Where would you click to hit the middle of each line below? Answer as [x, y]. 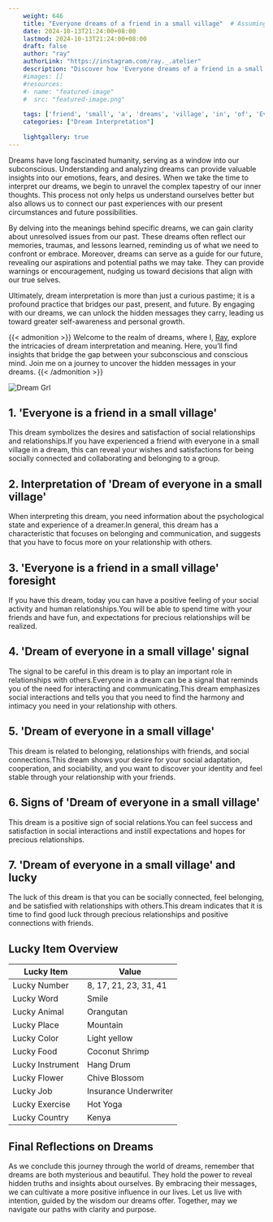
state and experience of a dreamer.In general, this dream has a [114, 525]
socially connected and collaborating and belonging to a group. [115, 458]
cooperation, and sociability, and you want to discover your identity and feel [135, 768]
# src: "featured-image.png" [74, 99]
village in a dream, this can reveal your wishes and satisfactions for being [131, 450]
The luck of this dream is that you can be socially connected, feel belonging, [136, 897]
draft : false [45, 46]
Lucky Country [41, 1118]
